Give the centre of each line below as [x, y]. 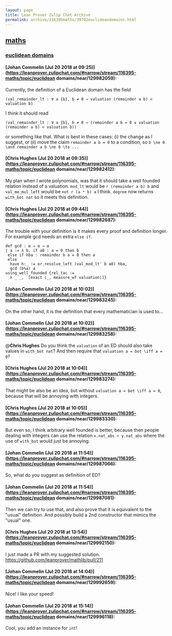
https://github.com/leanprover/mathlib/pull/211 [54, 560]
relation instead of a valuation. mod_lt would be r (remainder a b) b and [82, 186]
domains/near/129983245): [87, 300]
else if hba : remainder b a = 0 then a [51, 255]
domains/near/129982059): [87, 78]
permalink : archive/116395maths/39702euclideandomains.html [71, 20]
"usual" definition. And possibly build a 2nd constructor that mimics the [81, 515]
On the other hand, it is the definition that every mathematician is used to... [84, 311]
